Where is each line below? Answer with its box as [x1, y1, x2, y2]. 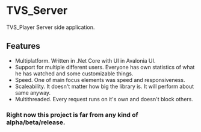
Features [6, 41, 40, 51]
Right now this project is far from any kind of [6, 110, 138, 119]
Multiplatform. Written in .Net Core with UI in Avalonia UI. [14, 57, 156, 64]
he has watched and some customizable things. [14, 70, 134, 77]
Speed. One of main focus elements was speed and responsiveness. [14, 76, 185, 83]
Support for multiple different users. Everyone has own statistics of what [14, 63, 195, 71]
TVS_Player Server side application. [6, 24, 95, 31]
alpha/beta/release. [6, 118, 66, 127]
